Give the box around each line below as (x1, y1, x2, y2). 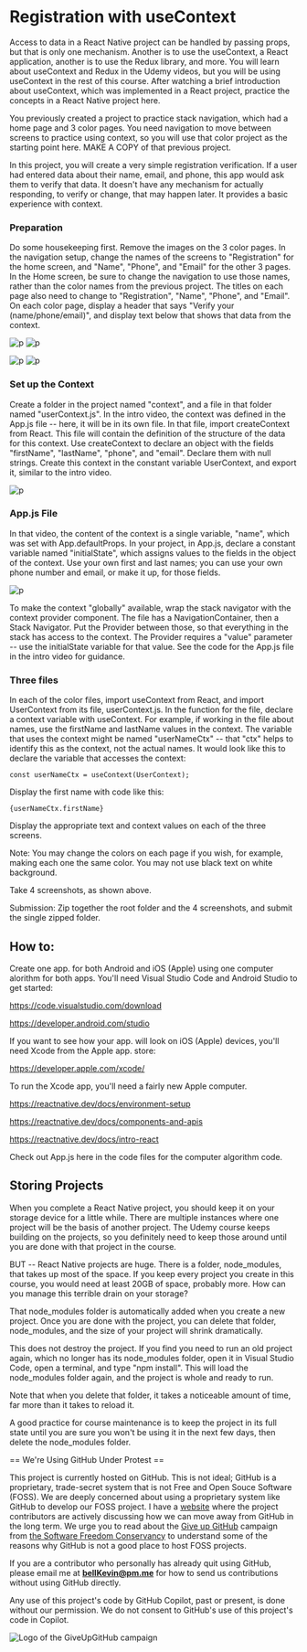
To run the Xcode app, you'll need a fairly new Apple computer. (9, 1081, 248, 1092)
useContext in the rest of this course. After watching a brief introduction (9, 75, 281, 86)
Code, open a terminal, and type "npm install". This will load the (9, 1362, 249, 1373)
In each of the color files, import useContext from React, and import (9, 695, 265, 706)
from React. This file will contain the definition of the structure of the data (9, 428, 286, 439)
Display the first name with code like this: (9, 786, 164, 797)
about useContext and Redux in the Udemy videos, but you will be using (9, 66, 281, 77)
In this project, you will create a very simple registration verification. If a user (9, 159, 298, 170)
